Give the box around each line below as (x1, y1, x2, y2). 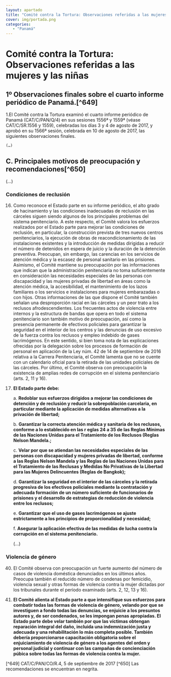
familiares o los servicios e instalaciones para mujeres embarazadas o (13, 289, 160, 295)
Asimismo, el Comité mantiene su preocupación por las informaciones (13, 262, 160, 268)
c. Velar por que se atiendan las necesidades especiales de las (13, 447, 148, 453)
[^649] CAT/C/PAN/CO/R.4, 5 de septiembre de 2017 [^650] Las (6, 660, 139, 666)
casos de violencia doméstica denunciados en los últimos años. (13, 570, 147, 576)
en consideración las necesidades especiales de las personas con (13, 273, 152, 279)
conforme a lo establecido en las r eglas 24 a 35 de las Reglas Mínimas (13, 427, 165, 433)
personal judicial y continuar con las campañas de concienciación (13, 645, 156, 651)
